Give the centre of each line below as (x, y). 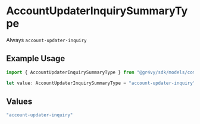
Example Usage (36, 58)
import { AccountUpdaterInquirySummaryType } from (70, 72)
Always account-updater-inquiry (47, 40)
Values (19, 101)
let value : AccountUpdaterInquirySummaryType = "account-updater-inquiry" (101, 83)
